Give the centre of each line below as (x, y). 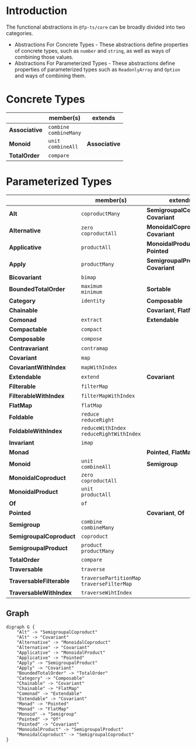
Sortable (159, 289)
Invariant (22, 442)
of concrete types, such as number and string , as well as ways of (92, 50)
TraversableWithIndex (40, 592)
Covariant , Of (166, 513)
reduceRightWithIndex (111, 434)
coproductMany (101, 214)
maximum (92, 286)
